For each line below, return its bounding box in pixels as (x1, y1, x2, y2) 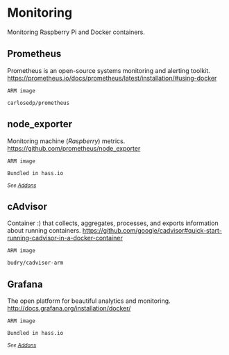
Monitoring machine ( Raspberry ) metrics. (7, 137, 126, 145)
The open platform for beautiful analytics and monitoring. (7, 297, 171, 305)
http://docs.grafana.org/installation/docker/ (7, 304, 131, 313)
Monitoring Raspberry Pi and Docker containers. (7, 28, 146, 36)
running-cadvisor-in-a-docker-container (7, 234, 123, 242)
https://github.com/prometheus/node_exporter (7, 144, 141, 152)
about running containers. (7, 226, 81, 235)
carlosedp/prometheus (7, 99, 70, 106)
